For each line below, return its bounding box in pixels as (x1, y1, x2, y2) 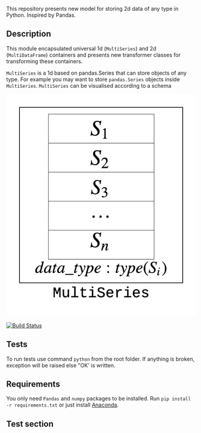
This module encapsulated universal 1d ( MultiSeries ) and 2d (6, 45, 156, 52)
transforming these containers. (6, 57, 83, 65)
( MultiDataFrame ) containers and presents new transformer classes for (6, 51, 181, 58)
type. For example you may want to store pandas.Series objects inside (6, 75, 181, 83)
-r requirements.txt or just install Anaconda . (6, 401, 119, 408)
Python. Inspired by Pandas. (6, 11, 76, 19)
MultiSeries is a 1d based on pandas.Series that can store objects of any (6, 69, 187, 76)
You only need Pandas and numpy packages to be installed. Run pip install (6, 395, 191, 402)
